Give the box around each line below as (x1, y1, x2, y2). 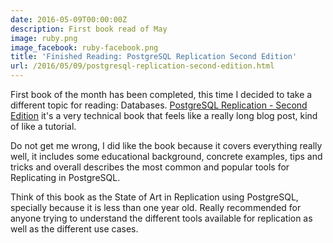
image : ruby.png (10, 33, 78, 43)
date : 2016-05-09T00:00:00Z (10, 14, 128, 25)
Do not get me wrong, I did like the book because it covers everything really (10, 140, 323, 151)
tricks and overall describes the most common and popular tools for (10, 161, 290, 173)
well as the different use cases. (10, 223, 139, 235)
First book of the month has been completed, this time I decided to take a (10, 89, 313, 100)
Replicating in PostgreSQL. (10, 172, 121, 183)
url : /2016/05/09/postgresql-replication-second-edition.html (10, 61, 275, 71)
